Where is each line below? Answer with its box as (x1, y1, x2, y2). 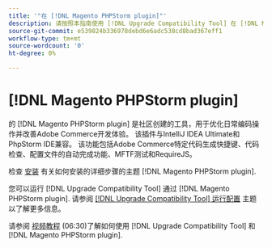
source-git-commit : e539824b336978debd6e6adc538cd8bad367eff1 (8, 27, 223, 35)
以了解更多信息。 (8, 204, 66, 213)
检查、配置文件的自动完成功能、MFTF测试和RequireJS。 (8, 149, 197, 158)
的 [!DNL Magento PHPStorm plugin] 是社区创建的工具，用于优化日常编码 (8, 119, 253, 128)
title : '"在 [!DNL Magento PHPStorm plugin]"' (8, 11, 168, 20)
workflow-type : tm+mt (8, 34, 82, 43)
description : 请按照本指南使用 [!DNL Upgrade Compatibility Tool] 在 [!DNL (8, 19, 259, 27)
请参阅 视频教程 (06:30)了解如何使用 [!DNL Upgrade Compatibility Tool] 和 (8, 221, 257, 230)
